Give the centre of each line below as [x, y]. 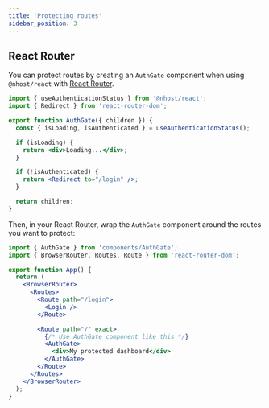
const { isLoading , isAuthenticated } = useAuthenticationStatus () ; [133, 128]
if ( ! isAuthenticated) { [57, 172]
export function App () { [50, 270]
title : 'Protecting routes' [56, 16]
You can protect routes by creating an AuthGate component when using [126, 75]
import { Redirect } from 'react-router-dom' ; [88, 106]
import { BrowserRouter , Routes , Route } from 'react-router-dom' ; [124, 255]
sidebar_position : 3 [43, 23]
